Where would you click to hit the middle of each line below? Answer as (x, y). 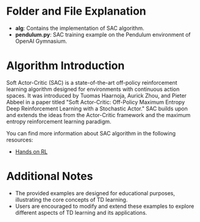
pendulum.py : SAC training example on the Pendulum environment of (103, 34)
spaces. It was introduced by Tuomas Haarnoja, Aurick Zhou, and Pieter (97, 95)
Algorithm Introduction (66, 66)
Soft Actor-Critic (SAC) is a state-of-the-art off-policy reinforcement (92, 82)
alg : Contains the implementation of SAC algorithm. (80, 28)
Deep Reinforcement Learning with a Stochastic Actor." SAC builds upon (97, 109)
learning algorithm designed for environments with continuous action (93, 89)
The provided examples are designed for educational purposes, (95, 193)
